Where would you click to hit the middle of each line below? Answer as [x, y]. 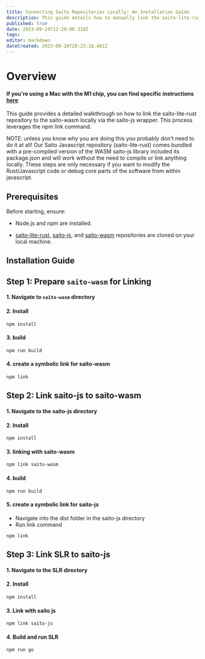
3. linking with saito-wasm [41, 451]
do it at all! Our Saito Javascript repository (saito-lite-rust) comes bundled [99, 145]
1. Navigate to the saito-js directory [52, 411]
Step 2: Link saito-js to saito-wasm [74, 396]
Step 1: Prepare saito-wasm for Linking [79, 282]
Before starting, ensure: [36, 212]
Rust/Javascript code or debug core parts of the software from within [94, 171]
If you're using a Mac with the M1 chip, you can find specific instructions [100, 94]
